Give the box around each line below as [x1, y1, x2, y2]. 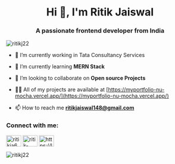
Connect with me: [6, 121, 59, 130]
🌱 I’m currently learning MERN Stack [14, 63, 105, 70]
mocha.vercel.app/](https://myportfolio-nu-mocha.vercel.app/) [14, 92, 169, 100]
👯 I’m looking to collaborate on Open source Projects [14, 74, 146, 82]
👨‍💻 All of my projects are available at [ [14, 86, 108, 93]
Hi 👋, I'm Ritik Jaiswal [46, 5, 154, 19]
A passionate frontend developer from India [35, 27, 165, 35]
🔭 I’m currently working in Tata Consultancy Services [14, 52, 145, 59]
